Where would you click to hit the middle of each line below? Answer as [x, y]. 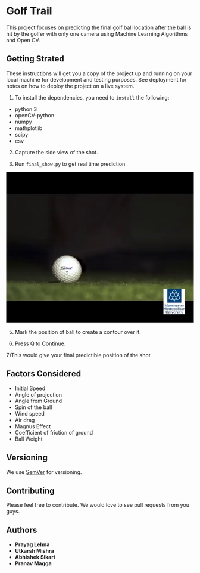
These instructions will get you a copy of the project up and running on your [99, 73]
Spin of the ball [33, 407]
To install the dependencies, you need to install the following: [92, 97]
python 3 [26, 109]
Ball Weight [29, 439]
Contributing [30, 490]
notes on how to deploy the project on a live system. [70, 86]
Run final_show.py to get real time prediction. [71, 164]
